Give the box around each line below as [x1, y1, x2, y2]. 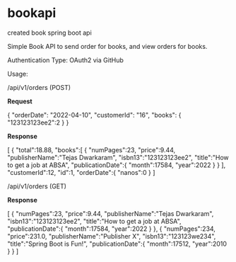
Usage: [7, 69, 28, 78]
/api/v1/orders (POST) [7, 83, 71, 91]
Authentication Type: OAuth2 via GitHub [7, 55, 124, 64]
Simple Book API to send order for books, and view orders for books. [7, 42, 208, 50]
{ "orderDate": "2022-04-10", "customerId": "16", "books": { [7, 110, 182, 119]
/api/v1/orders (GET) [7, 182, 67, 190]
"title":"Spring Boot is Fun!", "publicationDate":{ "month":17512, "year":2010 [7, 239, 228, 248]
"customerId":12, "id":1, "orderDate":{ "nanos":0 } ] [7, 168, 155, 176]
